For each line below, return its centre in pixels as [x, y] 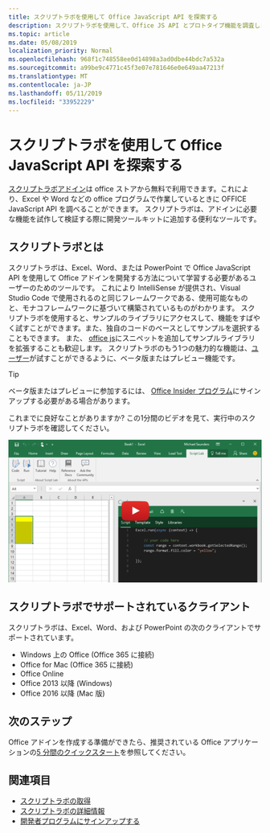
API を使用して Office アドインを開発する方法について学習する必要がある [129, 278]
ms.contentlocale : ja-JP [50, 84]
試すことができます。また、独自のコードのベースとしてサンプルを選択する [138, 328]
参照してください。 [158, 753]
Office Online [42, 674]
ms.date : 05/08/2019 [43, 43]
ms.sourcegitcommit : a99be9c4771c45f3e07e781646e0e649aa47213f [117, 68]
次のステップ [40, 721]
